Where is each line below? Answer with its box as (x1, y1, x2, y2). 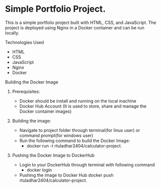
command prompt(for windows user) (19, 132, 94, 138)
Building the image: (12, 118, 51, 124)
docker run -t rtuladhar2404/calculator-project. (26, 143, 122, 148)
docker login (26, 167, 52, 173)
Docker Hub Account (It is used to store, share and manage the (19, 103, 147, 109)
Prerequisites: (12, 88, 40, 94)
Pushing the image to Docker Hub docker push (19, 172, 114, 178)
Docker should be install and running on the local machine (19, 98, 137, 104)
